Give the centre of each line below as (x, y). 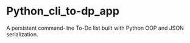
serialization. (22, 34)
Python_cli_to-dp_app (63, 11)
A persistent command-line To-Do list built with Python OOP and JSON (95, 28)
